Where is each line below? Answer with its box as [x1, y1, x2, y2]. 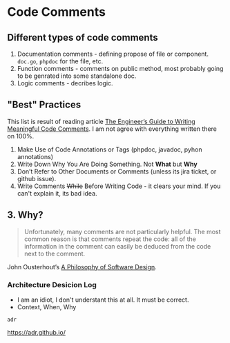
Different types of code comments [7, 32, 158, 43]
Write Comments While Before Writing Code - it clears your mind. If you [17, 182, 221, 190]
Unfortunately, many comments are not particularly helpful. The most [23, 227, 221, 236]
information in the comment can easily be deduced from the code [23, 242, 211, 250]
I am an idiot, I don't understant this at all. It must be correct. [17, 295, 189, 304]
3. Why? [7, 209, 44, 221]
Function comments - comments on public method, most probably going [17, 65, 224, 72]
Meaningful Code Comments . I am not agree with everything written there [7, 125, 218, 133]
